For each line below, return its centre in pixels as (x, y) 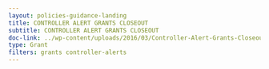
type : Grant (28, 45)
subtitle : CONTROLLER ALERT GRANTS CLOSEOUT (84, 30)
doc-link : (25, 38)
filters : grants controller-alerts (68, 52)
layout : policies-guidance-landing (68, 15)
